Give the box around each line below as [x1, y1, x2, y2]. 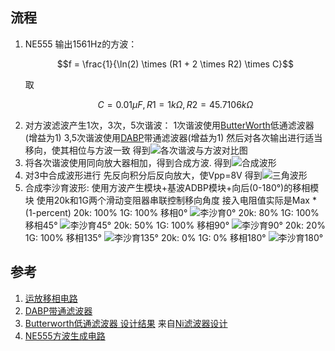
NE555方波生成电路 [24, 329, 106, 342]
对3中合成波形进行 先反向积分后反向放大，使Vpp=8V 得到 [24, 169, 263, 181]
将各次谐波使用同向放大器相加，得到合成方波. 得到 [24, 156, 232, 168]
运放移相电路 [24, 292, 78, 304]
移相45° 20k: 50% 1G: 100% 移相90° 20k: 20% [24, 219, 326, 231]
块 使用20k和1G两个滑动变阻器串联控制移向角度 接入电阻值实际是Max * [24, 194, 317, 206]
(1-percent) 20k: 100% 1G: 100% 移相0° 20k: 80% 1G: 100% [24, 206, 320, 218]
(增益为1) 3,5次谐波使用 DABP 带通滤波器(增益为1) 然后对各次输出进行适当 [24, 131, 323, 143]
